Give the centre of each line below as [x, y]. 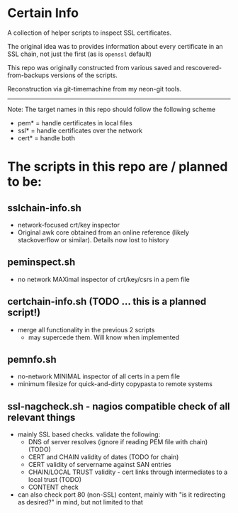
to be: [25, 182]
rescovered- [204, 67]
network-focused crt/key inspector [69, 225]
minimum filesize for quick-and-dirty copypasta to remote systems [115, 384]
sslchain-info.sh [44, 208]
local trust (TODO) [55, 480]
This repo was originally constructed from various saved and [96, 67]
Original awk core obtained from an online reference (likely [103, 232]
